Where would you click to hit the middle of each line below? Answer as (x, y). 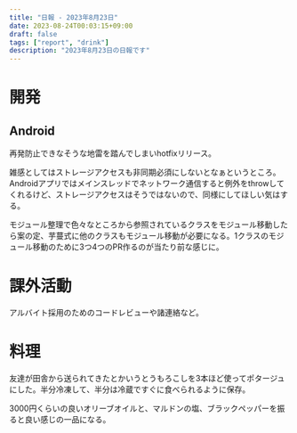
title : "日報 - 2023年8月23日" (64, 17)
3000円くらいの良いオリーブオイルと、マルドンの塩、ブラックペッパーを (143, 408)
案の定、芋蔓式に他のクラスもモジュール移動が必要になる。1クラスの (143, 236)
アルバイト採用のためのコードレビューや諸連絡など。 (107, 313)
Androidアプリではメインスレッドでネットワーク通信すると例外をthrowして (147, 184)
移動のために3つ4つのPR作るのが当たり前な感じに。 (128, 247)
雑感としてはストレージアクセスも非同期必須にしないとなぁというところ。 (145, 172)
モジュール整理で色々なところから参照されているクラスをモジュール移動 (141, 225)
